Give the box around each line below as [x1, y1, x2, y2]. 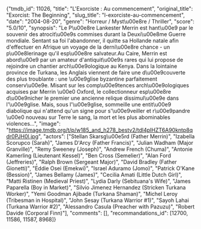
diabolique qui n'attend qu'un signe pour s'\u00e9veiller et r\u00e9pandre [6, 108, 190, 114]
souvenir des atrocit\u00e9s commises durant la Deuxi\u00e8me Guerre [6, 31, 186, 38]
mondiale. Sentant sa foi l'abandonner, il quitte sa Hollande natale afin [6, 37, 179, 44]
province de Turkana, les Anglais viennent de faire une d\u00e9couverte [6, 69, 186, 76]
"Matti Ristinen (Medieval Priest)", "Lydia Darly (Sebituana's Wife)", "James [6, 177, 191, 185]
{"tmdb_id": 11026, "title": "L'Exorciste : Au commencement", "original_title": [6, 5, 193, 12]
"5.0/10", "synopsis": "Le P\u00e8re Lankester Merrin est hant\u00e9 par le [6, 24, 194, 31]
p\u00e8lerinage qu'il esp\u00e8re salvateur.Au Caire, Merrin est [6, 50, 167, 56]
